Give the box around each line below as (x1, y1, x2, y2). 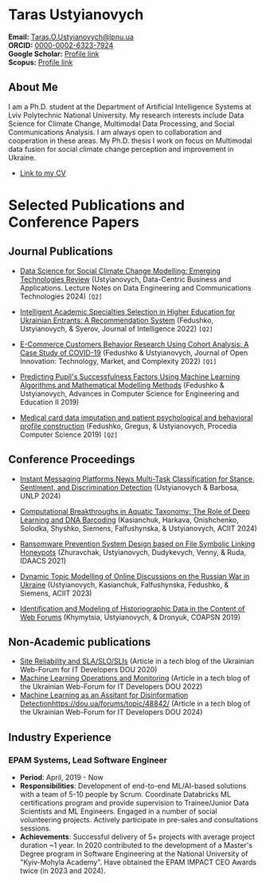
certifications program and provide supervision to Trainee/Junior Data (19, 798, 249, 808)
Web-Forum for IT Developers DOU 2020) (19, 665, 158, 675)
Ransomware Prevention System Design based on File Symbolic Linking (19, 539, 256, 548)
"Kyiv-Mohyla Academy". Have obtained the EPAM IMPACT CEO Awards (19, 857, 257, 867)
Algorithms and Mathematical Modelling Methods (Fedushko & (19, 380, 225, 390)
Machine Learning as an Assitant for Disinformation (19, 691, 189, 700)
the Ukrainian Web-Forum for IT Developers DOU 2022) (19, 682, 203, 691)
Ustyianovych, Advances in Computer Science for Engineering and (19, 389, 240, 398)
